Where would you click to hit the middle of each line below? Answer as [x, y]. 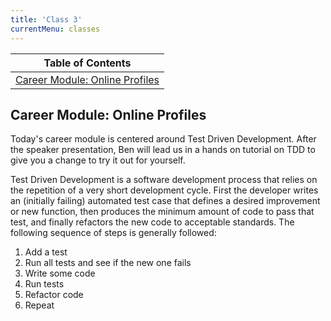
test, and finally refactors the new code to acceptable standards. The [152, 222]
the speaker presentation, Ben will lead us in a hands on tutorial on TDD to [163, 150]
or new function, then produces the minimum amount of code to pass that [162, 212]
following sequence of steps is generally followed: [113, 233]
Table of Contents [87, 63]
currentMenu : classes [55, 29]
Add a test [46, 252]
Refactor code [54, 295]
